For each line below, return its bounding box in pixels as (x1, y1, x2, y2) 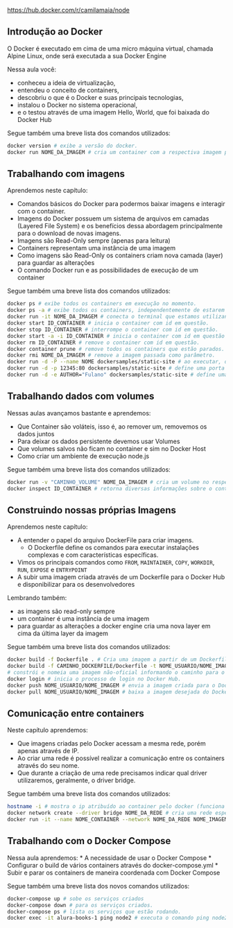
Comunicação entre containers (7, 707, 144, 719)
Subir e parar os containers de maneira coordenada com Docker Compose (7, 868, 221, 877)
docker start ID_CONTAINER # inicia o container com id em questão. (7, 320, 209, 327)
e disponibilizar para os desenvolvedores (17, 581, 135, 589)
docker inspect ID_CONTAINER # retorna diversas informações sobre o (7, 485, 213, 492)
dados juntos (17, 429, 55, 438)
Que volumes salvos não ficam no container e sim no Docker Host (17, 444, 207, 453)
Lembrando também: (7, 594, 67, 602)
